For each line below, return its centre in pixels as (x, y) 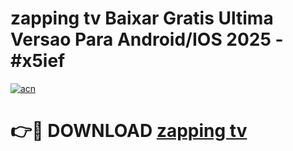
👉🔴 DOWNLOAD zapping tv (129, 131)
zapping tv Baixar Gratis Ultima (142, 18)
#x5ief (38, 61)
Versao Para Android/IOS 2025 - (147, 39)
